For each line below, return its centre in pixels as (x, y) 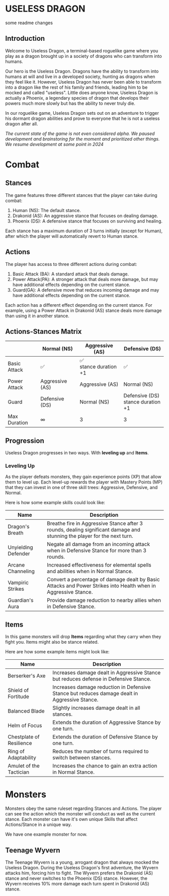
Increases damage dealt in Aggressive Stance (107, 673)
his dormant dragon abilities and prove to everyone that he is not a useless (82, 118)
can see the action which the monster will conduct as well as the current (80, 814)
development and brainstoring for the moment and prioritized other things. (82, 139)
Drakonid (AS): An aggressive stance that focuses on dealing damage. (85, 216)
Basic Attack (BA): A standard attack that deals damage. (71, 274)
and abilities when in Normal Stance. (90, 571)
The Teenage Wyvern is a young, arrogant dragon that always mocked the (82, 862)
